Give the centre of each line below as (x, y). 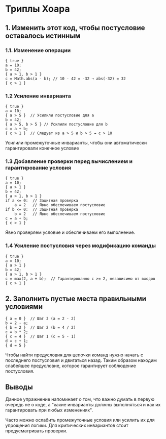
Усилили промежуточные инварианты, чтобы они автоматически (76, 143)
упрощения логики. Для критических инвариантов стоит (67, 425)
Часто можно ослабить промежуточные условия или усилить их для (80, 420)
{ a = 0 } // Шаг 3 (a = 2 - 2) (41, 319)
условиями (24, 307)
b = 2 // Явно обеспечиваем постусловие (60, 214)
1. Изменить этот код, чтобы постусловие (75, 28)
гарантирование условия (38, 168)
